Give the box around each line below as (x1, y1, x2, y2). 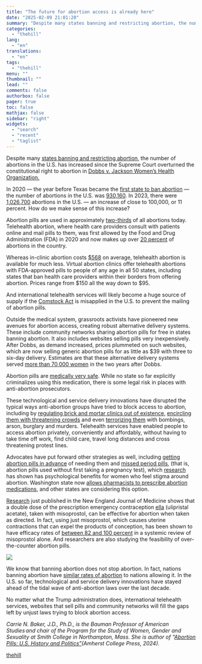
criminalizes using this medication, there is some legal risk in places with (6, 378, 186, 386)
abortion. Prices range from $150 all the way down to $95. (6, 279, 150, 287)
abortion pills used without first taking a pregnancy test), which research (6, 466, 186, 473)
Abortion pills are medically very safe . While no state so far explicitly (6, 372, 176, 379)
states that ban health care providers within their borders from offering (6, 273, 182, 280)
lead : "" (6, 82, 28, 88)
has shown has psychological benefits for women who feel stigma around (6, 472, 189, 480)
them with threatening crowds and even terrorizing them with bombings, (6, 416, 185, 423)
